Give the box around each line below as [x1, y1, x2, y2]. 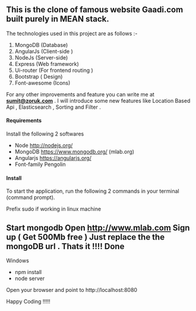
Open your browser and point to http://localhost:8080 [6, 287, 138, 294]
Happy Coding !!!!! [6, 298, 50, 305]
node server [14, 275, 45, 282]
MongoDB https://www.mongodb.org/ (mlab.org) [14, 148, 135, 155]
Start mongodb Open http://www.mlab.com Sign [6, 222, 190, 233]
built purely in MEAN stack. [6, 14, 110, 24]
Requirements [6, 117, 42, 124]
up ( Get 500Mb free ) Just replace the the [6, 232, 165, 242]
